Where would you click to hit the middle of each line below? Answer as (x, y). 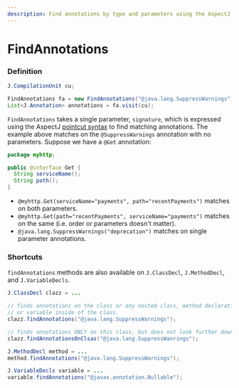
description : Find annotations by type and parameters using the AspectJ (119, 14)
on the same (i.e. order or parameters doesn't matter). (97, 224)
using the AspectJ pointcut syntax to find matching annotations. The (108, 126)
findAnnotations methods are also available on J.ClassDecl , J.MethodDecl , (116, 273)
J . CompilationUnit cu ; (41, 86)
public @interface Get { (44, 168)
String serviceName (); (47, 174)
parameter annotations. (52, 239)
